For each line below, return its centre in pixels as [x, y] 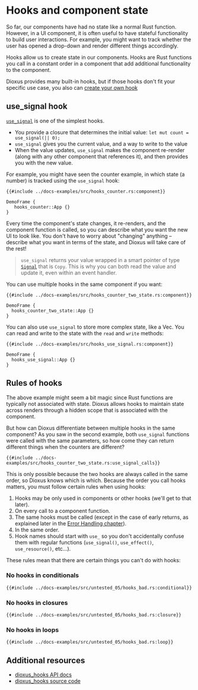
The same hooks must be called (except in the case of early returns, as [101, 517]
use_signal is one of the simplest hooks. [55, 121]
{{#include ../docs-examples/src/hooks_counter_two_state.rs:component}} [99, 295]
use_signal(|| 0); [37, 138]
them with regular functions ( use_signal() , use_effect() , [84, 542]
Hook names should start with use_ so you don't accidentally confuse [99, 536]
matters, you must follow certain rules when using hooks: [76, 486]
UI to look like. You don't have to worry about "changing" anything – [89, 236]
